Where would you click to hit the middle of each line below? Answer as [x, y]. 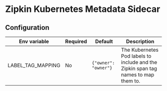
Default [104, 42]
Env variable [34, 42]
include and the [139, 62]
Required [76, 42]
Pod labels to [136, 56]
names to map [138, 75]
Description [140, 42]
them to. [131, 81]
